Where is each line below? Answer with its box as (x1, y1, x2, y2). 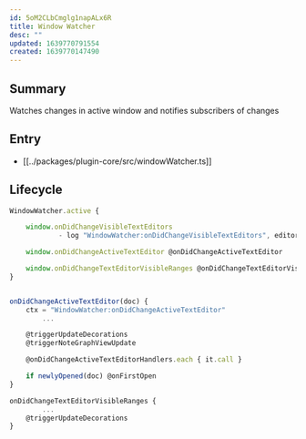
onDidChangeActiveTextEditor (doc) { (9, 297, 148, 306)
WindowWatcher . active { (9, 206, 100, 215)
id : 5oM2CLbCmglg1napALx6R (9, 13, 112, 23)
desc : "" (9, 30, 43, 39)
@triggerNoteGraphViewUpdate (25, 339, 137, 348)
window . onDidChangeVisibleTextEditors (25, 222, 173, 232)
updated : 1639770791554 (9, 38, 100, 48)
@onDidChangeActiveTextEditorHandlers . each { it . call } (25, 355, 243, 364)
